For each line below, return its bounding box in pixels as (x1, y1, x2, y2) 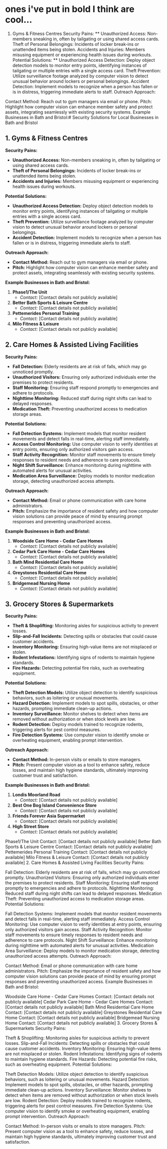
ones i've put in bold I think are (5, 3, 135, 15)
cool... (5, 14, 32, 25)
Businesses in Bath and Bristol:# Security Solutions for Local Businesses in (5, 114, 159, 120)
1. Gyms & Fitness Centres (5, 134, 88, 143)
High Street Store (12, 824, 49, 830)
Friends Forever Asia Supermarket (12, 813, 85, 819)
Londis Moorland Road (12, 792, 61, 798)
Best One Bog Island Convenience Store (12, 802, 97, 808)
